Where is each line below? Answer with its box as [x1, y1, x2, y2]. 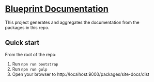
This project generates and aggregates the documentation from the [5, 19, 139, 25]
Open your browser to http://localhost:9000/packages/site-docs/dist [12, 71, 150, 77]
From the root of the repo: [5, 51, 57, 57]
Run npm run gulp [12, 66, 47, 72]
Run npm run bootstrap [12, 61, 58, 66]
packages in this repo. [5, 24, 49, 30]
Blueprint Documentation [5, 3, 109, 15]
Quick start [5, 39, 40, 47]
